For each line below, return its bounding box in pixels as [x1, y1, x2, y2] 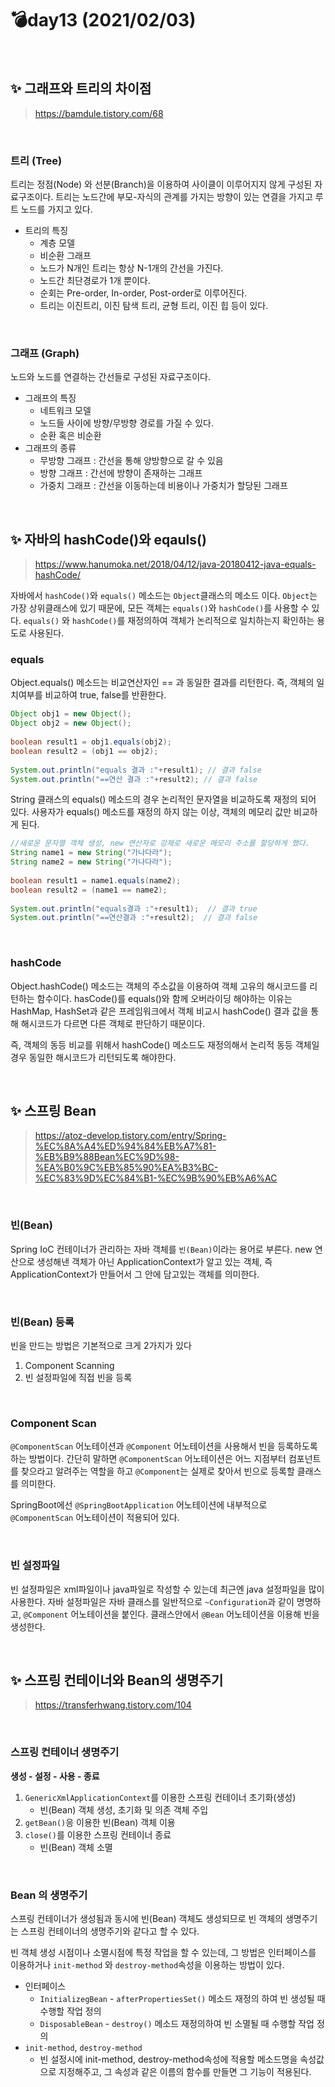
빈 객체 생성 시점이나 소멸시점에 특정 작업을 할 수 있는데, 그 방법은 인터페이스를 [10, 1947, 317, 1959]
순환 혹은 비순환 [39, 430, 102, 442]
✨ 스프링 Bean [10, 1103, 97, 1120]
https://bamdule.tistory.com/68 [34, 107, 164, 119]
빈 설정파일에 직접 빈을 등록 [24, 1372, 133, 1384]
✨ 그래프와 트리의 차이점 [10, 80, 152, 97]
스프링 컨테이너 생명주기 [10, 1745, 120, 1759]
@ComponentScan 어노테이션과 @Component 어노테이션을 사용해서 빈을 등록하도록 [10, 1440, 318, 1452]
